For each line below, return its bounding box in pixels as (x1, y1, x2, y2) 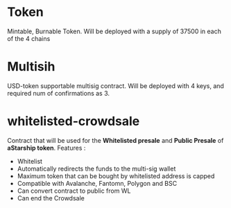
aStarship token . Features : (7, 144, 86, 152)
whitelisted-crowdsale (7, 114, 140, 129)
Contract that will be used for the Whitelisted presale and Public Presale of (7, 136, 224, 144)
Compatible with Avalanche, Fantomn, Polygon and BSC (17, 179, 178, 187)
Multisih (7, 59, 55, 75)
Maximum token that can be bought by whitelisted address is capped (17, 171, 215, 180)
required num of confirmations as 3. (7, 89, 110, 97)
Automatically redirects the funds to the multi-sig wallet (17, 164, 176, 173)
